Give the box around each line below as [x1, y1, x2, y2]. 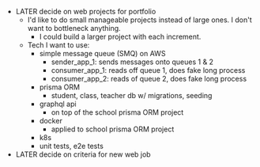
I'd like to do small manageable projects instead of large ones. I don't [27, 15, 252, 25]
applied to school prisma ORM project [51, 124, 175, 134]
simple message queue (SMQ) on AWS [39, 49, 166, 58]
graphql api [39, 99, 77, 108]
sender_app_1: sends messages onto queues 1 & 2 [51, 57, 214, 66]
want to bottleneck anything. [27, 24, 121, 32]
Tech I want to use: [27, 40, 90, 50]
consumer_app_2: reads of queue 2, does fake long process [51, 74, 247, 83]
